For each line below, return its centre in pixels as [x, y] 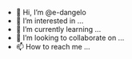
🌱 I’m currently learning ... [58, 29]
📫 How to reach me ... [53, 47]
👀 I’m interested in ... [50, 21]
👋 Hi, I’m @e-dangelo [51, 12]
